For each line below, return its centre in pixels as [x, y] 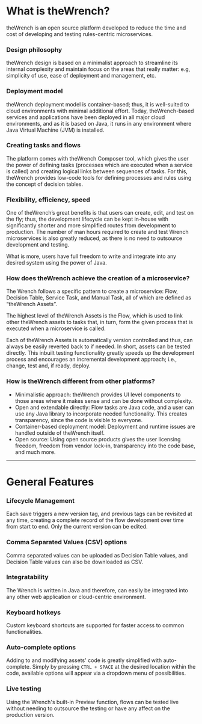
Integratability [28, 577]
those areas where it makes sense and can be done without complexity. [104, 400]
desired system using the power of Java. [57, 263]
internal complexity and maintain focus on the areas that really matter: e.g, [98, 69]
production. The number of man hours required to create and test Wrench [97, 232]
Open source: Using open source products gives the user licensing [98, 439]
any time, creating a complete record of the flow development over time [95, 520]
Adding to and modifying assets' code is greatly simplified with [84, 660]
